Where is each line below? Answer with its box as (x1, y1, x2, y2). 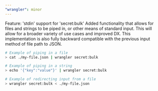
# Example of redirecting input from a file (5, 77, 96, 82)
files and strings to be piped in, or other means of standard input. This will (5, 25, 152, 31)
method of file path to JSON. (5, 41, 62, 46)
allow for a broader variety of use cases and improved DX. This (5, 30, 131, 36)
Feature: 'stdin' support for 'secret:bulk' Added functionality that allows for (5, 20, 154, 26)
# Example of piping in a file (5, 50, 68, 55)
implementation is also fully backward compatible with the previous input (5, 36, 151, 42)
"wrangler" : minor (5, 7, 42, 12)
